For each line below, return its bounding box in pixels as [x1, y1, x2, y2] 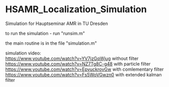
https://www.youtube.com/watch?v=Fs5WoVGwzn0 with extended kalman [5, 71, 162, 77]
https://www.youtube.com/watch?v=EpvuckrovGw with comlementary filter [5, 66, 164, 72]
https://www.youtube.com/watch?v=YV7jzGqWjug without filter [5, 55, 139, 62]
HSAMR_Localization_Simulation [5, 4, 147, 15]
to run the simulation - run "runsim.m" [5, 30, 85, 36]
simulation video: [5, 50, 41, 56]
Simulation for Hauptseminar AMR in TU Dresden [5, 20, 108, 26]
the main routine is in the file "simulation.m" [5, 40, 97, 46]
